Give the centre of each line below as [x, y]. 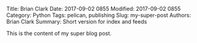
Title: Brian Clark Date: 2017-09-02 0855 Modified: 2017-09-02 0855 [94, 9]
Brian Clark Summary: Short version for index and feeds [77, 21]
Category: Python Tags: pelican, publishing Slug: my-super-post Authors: [99, 15]
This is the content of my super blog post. [59, 33]
